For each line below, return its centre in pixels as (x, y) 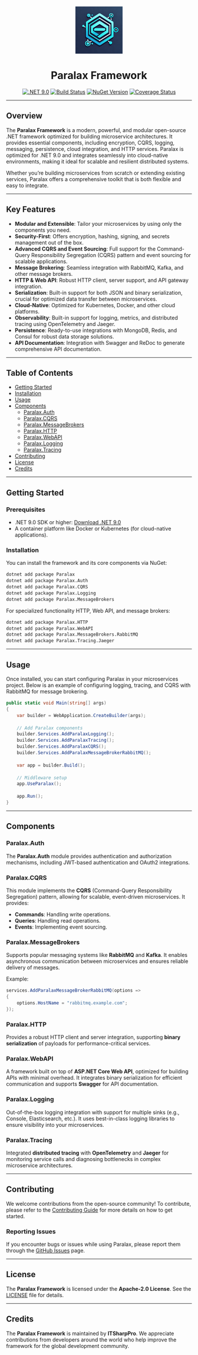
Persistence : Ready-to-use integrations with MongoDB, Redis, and (96, 330)
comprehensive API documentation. (58, 349)
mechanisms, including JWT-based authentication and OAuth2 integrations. (98, 862)
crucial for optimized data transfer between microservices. (86, 299)
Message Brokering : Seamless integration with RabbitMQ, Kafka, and (99, 267)
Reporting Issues (31, 1231)
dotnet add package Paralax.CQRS (47, 587)
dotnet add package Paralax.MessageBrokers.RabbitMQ (72, 634)
